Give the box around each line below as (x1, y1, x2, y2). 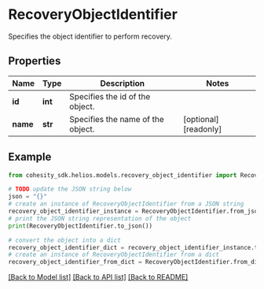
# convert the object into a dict (8, 236, 122, 244)
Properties (8, 54, 61, 68)
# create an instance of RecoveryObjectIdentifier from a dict (8, 250, 220, 259)
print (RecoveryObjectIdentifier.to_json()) (8, 222, 153, 230)
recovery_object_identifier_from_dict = (8, 258, 143, 266)
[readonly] (183, 124, 222, 135)
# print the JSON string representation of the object (8, 214, 192, 222)
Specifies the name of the (69, 113, 165, 124)
